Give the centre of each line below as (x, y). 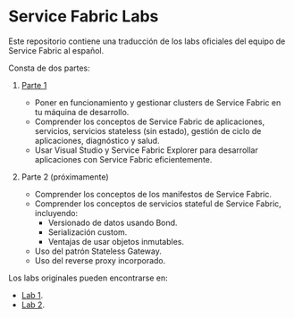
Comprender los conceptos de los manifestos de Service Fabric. (153, 194)
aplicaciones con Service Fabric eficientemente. (123, 159)
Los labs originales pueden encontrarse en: (88, 278)
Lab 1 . (32, 295)
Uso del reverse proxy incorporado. (100, 260)
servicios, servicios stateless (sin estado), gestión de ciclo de (148, 130)
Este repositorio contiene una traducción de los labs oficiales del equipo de (147, 41)
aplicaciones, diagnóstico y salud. (97, 140)
